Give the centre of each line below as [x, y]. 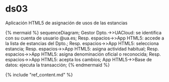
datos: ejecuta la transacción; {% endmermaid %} [58, 65]
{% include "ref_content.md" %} [39, 74]
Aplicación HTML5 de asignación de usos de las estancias [66, 23]
